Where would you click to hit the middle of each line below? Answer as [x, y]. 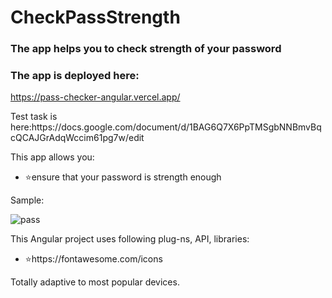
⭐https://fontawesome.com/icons [93, 259]
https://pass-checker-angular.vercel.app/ [95, 97]
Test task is [34, 117]
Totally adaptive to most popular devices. [95, 282]
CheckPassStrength [95, 17]
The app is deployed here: [75, 76]
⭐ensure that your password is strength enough [123, 177]
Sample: [27, 200]
